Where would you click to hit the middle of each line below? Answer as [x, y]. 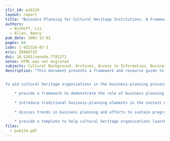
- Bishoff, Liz [26, 29]
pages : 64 [16, 43]
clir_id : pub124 [22, 10]
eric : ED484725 [21, 52]
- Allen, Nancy [26, 33]
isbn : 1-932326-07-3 [27, 47]
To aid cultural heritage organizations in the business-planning [77, 84]
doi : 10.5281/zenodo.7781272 [36, 57]
